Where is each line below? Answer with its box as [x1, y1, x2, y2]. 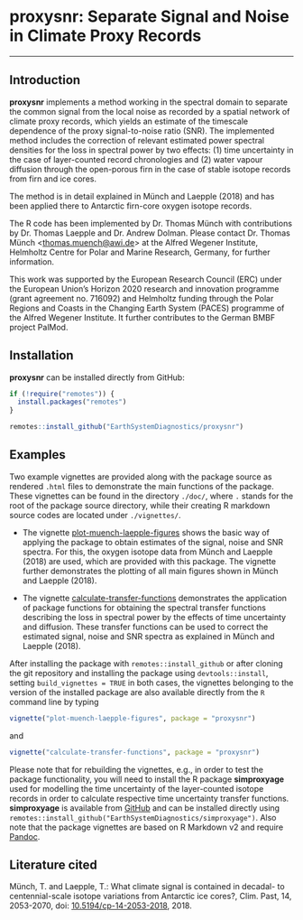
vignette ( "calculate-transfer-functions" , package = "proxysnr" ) [9, 748, 260, 757]
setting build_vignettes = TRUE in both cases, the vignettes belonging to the [9, 677, 294, 688]
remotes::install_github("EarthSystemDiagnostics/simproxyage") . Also [9, 812, 277, 822]
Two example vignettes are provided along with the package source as [9, 471, 272, 482]
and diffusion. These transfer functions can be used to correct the [22, 621, 269, 632]
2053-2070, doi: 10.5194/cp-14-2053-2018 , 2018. [9, 900, 192, 911]
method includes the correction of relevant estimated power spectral [9, 135, 264, 145]
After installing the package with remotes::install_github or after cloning [9, 657, 283, 669]
